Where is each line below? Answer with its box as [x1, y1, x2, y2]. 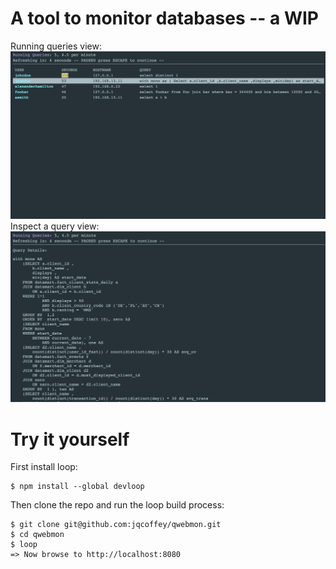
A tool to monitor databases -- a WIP [10, 7, 319, 30]
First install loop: [10, 461, 78, 473]
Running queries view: [10, 40, 102, 52]
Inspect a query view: [10, 220, 100, 232]
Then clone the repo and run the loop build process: [10, 499, 225, 511]
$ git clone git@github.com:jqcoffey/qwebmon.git [10, 520, 222, 530]
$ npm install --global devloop [10, 482, 145, 492]
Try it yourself [10, 428, 130, 451]
